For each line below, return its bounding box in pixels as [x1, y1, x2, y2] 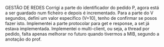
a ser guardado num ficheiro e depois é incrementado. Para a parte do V [5, 10, 154, 16]
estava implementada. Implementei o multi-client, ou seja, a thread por [5, 26, 150, 32]
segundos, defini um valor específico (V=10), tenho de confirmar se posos [5, 15, 158, 21]
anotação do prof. [5, 36, 42, 42]
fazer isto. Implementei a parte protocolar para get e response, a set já [5, 20, 150, 26]
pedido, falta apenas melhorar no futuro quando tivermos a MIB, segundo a [5, 31, 160, 37]
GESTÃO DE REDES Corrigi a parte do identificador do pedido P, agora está [5, 5, 159, 10]
